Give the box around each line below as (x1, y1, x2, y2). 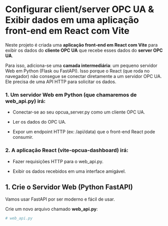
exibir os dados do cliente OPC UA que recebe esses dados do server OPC (5, 47, 163, 53)
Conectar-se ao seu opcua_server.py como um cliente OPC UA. (12, 109, 145, 115)
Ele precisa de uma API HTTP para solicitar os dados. (5, 79, 116, 85)
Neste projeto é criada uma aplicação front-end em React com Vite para (5, 42, 158, 48)
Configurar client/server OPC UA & (5, 4, 154, 15)
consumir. (12, 134, 34, 140)
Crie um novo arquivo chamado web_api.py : (5, 206, 98, 212)
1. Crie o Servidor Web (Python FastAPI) (5, 182, 133, 191)
